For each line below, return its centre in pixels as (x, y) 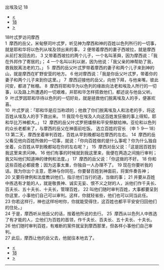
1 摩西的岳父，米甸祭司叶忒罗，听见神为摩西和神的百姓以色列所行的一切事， (82, 43)
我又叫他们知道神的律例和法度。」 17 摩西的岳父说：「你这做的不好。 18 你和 (81, 159)
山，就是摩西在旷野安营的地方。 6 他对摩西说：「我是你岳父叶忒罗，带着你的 (81, 74)
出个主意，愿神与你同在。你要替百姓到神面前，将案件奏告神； (88, 171)
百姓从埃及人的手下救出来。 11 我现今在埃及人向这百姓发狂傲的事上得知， (79, 116)
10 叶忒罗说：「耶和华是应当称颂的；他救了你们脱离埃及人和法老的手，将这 (80, 110)
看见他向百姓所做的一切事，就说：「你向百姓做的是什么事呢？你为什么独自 (83, 141)
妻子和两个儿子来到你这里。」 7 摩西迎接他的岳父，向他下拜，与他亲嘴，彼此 (82, 80)
